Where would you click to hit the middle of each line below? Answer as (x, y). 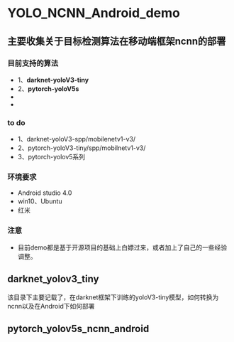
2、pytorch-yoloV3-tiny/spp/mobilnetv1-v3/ (82, 148)
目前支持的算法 (33, 63)
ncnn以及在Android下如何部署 (51, 306)
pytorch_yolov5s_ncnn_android (78, 328)
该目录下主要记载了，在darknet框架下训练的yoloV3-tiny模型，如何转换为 (113, 297)
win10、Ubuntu (40, 201)
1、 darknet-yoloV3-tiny (53, 80)
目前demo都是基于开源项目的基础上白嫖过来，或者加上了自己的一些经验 (122, 247)
